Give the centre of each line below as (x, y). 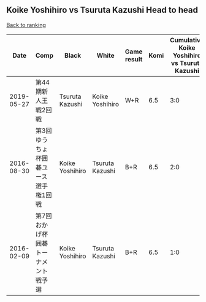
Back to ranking (26, 25)
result (134, 59)
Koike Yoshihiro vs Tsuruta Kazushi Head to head (102, 10)
